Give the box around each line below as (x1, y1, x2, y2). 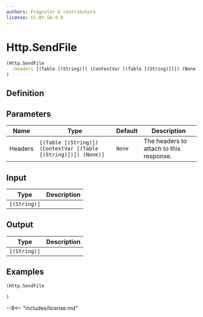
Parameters (6, 109, 51, 119)
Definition (6, 88, 44, 98)
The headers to (143, 137, 187, 146)
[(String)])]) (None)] (39, 152, 105, 158)
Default (115, 127, 138, 135)
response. (143, 152, 172, 161)
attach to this (143, 144, 181, 153)
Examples (6, 267, 44, 277)
